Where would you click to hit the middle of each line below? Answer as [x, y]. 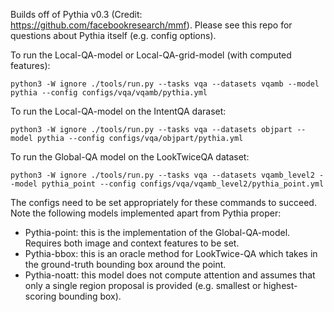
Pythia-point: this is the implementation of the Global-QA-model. [157, 232]
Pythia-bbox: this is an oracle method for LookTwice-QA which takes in [171, 253]
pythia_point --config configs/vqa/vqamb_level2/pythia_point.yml [183, 184]
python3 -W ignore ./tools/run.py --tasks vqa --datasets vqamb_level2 [162, 175]
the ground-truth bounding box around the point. [125, 264]
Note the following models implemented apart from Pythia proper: [146, 213]
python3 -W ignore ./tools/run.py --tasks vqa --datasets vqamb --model [165, 84]
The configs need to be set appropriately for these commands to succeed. [163, 202]
